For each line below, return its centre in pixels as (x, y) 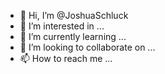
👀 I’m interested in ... (62, 26)
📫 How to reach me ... (66, 58)
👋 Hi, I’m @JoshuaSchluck (74, 15)
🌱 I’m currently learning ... (73, 36)
